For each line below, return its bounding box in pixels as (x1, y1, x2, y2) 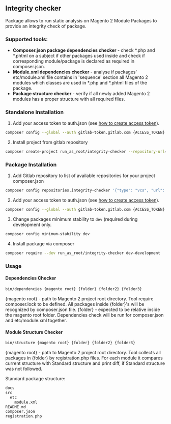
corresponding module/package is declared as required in (12, 58, 135, 64)
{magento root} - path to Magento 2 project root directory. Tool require (5, 295, 154, 302)
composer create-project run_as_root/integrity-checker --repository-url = (5, 149, 167, 154)
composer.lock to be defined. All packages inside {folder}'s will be (5, 301, 145, 307)
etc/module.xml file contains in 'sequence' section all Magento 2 (12, 74, 149, 80)
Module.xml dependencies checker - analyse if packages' (12, 69, 137, 75)
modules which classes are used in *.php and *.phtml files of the (12, 80, 148, 86)
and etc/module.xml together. (5, 317, 67, 323)
